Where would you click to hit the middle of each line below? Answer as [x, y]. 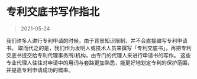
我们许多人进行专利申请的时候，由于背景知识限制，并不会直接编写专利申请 [97, 40]
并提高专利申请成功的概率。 [40, 70]
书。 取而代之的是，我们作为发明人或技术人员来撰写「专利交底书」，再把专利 [99, 48]
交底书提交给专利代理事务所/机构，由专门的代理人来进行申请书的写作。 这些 [98, 55]
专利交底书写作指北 [53, 12]
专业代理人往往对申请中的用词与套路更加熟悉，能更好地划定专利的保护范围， [99, 63]
